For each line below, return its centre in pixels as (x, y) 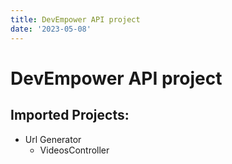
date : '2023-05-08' (51, 29)
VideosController (74, 150)
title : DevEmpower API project (75, 19)
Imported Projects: (70, 115)
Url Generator (53, 139)
